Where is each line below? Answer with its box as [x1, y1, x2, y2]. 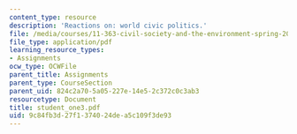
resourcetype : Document [9, 94, 97, 104]
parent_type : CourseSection [9, 78, 113, 87]
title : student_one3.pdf [9, 103, 101, 112]
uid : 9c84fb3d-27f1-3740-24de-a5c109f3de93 [9, 111, 172, 120]
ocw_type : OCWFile [9, 63, 77, 71]
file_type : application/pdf [9, 37, 113, 47]
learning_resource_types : [9, 46, 104, 55]
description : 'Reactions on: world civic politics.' [9, 21, 208, 30]
